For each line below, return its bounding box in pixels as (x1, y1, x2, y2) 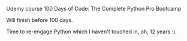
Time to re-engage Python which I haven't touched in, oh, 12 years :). (6, 28, 177, 35)
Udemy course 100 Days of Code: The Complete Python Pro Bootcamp (6, 5, 182, 12)
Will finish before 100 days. (6, 17, 73, 23)
